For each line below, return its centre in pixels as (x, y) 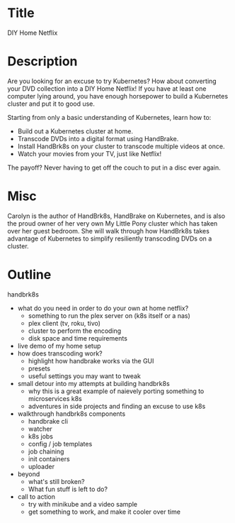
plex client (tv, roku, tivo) (64, 323)
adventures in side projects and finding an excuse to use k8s (117, 406)
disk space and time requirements (78, 338)
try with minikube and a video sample (83, 504)
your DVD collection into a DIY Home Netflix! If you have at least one (107, 88)
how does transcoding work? (60, 353)
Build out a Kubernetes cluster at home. (75, 131)
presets (39, 368)
